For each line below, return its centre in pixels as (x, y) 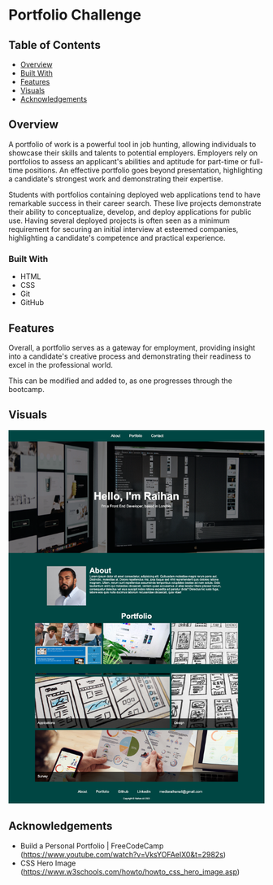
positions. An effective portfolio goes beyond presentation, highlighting (143, 170)
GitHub (32, 303)
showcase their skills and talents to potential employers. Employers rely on (133, 153)
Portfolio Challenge (75, 15)
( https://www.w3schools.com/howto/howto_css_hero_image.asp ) (130, 871)
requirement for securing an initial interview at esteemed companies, (123, 229)
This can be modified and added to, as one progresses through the (121, 381)
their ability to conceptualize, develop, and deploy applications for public (130, 211)
